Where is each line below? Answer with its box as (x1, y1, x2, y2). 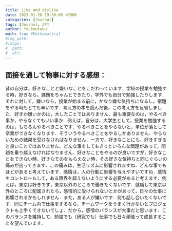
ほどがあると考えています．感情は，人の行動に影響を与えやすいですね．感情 (5, 169, 167, 175)
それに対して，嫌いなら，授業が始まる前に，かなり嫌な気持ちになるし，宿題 (5, 98, 167, 104)
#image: (5, 41, 22, 46)
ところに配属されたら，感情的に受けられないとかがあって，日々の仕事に (14, 188, 167, 194)
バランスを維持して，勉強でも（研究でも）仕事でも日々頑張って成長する (9, 214, 162, 220)
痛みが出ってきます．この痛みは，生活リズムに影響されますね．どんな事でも (5, 162, 167, 168)
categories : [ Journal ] (5, 17, 54, 22)
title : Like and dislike (5, 7, 59, 13)
